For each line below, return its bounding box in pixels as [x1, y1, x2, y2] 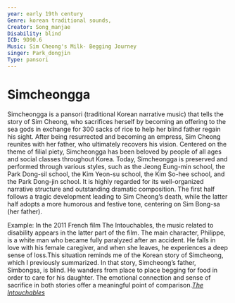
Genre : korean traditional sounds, [7, 17, 112, 24]
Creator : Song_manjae [7, 23, 71, 30]
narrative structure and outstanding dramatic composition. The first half [7, 185, 215, 193]
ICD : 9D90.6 [7, 37, 42, 44]
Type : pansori [7, 56, 49, 63]
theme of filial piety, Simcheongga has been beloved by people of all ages [7, 147, 222, 156]
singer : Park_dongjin [7, 50, 71, 57]
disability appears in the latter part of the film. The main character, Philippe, [7, 228, 226, 237]
